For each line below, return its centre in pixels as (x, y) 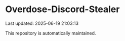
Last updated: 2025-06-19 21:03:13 (42, 23)
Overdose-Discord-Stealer (62, 9)
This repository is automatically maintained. (51, 33)
